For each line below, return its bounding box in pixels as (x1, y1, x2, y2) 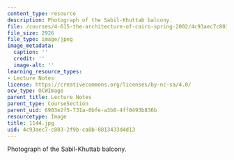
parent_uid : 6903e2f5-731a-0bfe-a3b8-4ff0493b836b (7, 107, 157, 114)
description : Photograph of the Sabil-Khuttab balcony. (7, 17, 173, 24)
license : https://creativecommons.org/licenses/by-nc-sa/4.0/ (7, 81, 192, 88)
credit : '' (13, 55, 45, 62)
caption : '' (13, 49, 49, 56)
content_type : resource (7, 10, 77, 17)
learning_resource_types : (7, 68, 82, 75)
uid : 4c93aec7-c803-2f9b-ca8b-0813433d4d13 (7, 126, 136, 133)
